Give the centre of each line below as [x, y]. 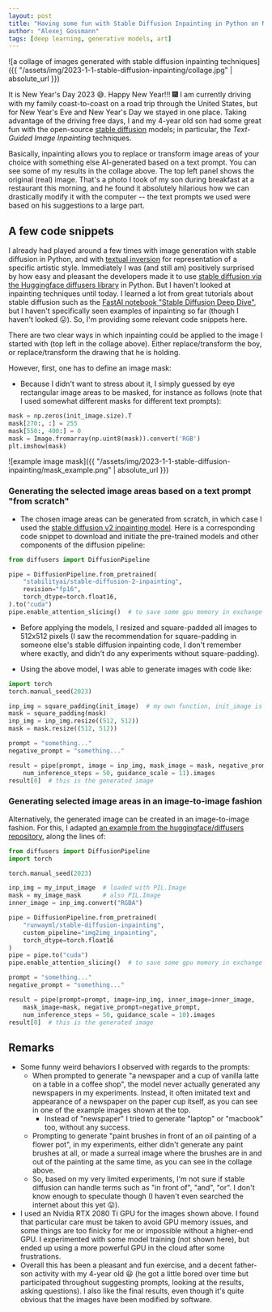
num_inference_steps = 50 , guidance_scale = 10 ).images [119, 1014]
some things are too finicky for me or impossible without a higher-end [136, 1231]
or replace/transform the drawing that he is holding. [94, 353]
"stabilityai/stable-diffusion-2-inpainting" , [103, 582]
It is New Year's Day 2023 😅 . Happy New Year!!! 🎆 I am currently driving [130, 95]
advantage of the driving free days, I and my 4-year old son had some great [135, 121]
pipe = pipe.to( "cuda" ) [49, 955]
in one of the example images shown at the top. [111, 1110]
